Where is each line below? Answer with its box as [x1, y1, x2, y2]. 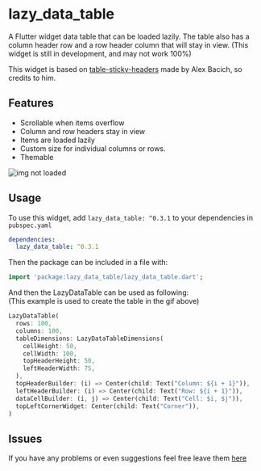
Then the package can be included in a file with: [8, 258, 168, 267]
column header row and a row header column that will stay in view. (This [8, 40, 249, 49]
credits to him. [8, 73, 56, 82]
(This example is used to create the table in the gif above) [8, 296, 200, 306]
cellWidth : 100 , [23, 349, 78, 358]
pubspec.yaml [8, 221, 52, 229]
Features [8, 96, 54, 110]
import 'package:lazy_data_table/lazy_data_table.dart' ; [8, 273, 204, 281]
